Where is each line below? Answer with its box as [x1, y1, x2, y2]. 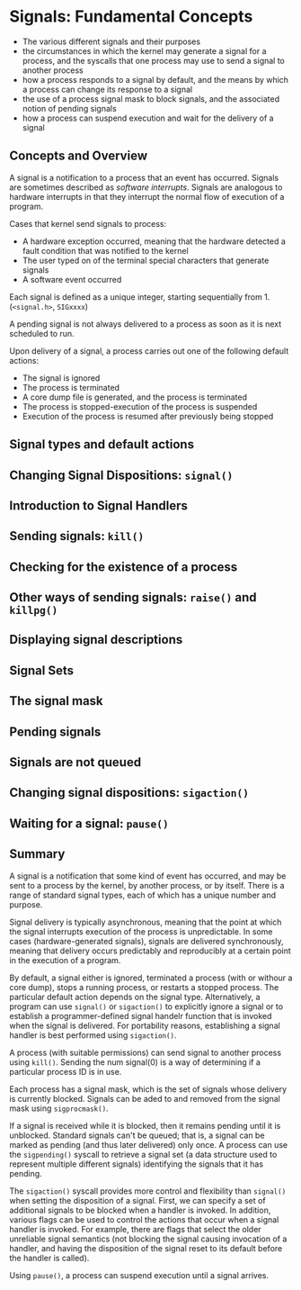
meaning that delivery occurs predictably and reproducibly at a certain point [9, 945, 292, 956]
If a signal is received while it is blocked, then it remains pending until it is [9, 1120, 281, 1131]
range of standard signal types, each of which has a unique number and [9, 889, 277, 900]
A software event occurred [22, 274, 122, 284]
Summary [9, 846, 66, 862]
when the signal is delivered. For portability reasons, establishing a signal [9, 1020, 280, 1031]
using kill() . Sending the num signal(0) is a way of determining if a [9, 1056, 261, 1068]
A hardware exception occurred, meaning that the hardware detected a [22, 236, 286, 247]
